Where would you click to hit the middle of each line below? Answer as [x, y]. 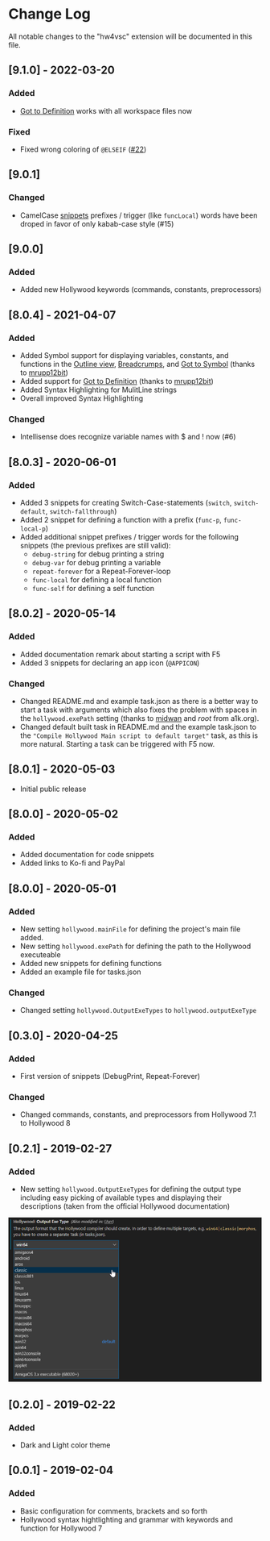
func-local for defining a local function [97, 579]
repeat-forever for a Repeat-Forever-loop [101, 571]
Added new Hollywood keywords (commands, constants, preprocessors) [141, 289]
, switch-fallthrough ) [81, 511]
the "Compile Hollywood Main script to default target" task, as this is [139, 735]
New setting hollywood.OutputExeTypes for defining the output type [131, 1189]
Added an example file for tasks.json [80, 972]
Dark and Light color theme [65, 1445]
